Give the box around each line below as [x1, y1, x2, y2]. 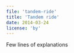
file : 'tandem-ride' [6, 8, 57, 15]
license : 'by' [6, 25, 41, 31]
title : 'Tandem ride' [6, 14, 60, 20]
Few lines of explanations [6, 41, 68, 48]
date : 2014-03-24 [6, 19, 49, 25]
